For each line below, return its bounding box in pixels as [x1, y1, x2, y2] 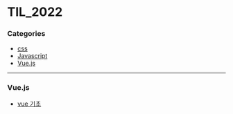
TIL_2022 [7, 4, 63, 20]
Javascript [17, 52, 48, 60]
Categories [7, 29, 46, 39]
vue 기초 [17, 99, 42, 108]
